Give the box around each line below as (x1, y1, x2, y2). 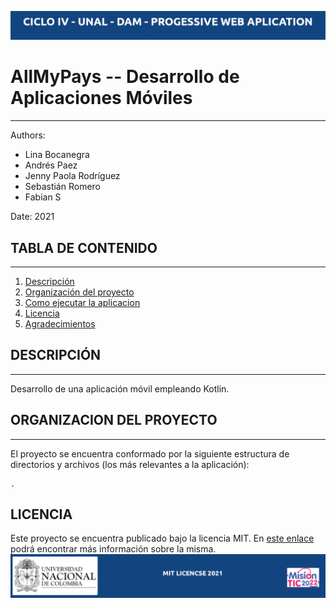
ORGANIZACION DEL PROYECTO (10, 412, 218, 429)
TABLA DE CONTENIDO (10, 239, 158, 256)
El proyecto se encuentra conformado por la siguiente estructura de (10, 447, 290, 460)
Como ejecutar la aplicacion (24, 297, 141, 309)
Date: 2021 (10, 211, 55, 223)
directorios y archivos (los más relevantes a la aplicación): (10, 458, 250, 470)
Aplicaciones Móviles (10, 87, 193, 110)
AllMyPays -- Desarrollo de (10, 66, 240, 88)
